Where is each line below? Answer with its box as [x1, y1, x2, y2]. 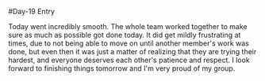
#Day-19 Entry [8, 7, 56, 16]
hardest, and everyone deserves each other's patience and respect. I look [8, 55, 250, 64]
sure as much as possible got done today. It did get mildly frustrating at [8, 31, 241, 39]
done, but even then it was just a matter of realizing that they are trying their [8, 47, 257, 56]
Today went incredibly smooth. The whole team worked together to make [8, 22, 248, 31]
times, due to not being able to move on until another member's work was [8, 39, 250, 48]
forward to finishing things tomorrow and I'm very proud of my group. [8, 64, 236, 73]
